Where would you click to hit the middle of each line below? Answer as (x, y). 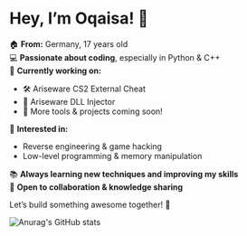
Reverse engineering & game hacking (92, 146)
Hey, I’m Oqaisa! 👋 (79, 19)
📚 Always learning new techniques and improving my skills (124, 174)
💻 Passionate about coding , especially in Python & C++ (115, 57)
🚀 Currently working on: (56, 71)
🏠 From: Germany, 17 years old (69, 43)
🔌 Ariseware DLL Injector (69, 101)
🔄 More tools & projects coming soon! (92, 111)
